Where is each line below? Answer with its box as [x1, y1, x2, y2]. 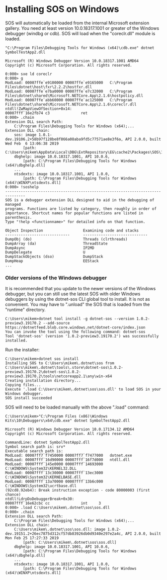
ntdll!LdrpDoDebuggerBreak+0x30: [5, 497, 75, 501]
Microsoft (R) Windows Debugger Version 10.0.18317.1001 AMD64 [5, 58, 139, 63]
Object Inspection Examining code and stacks [5, 228, 139, 233]
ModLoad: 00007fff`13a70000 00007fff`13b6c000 [5, 479, 103, 484]
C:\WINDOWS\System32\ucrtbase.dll [5, 484, 77, 489]
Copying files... [5, 383, 41, 388]
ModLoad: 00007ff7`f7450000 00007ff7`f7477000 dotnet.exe [5, 453, 133, 458]
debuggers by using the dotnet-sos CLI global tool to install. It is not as [5, 296, 150, 302]
